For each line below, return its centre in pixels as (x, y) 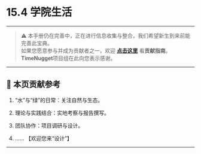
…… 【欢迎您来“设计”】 (44, 138)
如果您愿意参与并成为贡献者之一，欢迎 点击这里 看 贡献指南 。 (96, 50)
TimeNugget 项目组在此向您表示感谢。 (68, 58)
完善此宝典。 (36, 43)
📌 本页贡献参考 (33, 84)
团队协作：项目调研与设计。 (49, 125)
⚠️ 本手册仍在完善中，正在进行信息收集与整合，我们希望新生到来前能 (106, 35)
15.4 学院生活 (39, 12)
